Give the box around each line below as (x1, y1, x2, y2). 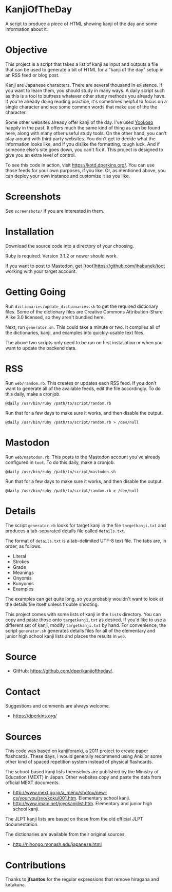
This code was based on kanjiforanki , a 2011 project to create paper (5, 748, 148, 754)
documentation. (5, 821, 39, 828)
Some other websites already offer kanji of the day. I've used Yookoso (5, 119, 154, 125)
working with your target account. (5, 268, 77, 274)
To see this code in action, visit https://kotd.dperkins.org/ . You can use (5, 162, 155, 168)
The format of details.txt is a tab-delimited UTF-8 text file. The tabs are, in (5, 537, 167, 544)
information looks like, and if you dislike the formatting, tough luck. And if (5, 141, 160, 147)
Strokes (12, 559, 29, 565)
